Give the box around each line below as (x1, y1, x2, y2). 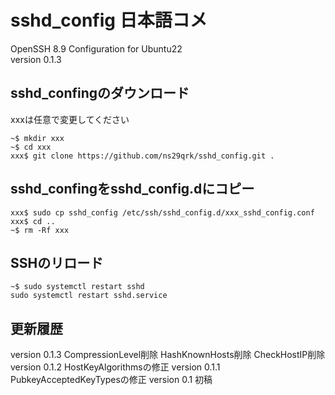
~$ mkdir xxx (10, 133, 65, 143)
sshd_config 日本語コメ (10, 9, 208, 32)
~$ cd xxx (10, 142, 52, 152)
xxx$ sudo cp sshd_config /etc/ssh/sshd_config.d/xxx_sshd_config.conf (10, 207, 315, 218)
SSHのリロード (10, 254, 104, 271)
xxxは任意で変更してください (10, 113, 130, 125)
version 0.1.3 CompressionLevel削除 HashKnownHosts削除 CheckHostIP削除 (10, 349, 326, 361)
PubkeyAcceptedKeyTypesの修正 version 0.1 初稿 (10, 374, 213, 386)
